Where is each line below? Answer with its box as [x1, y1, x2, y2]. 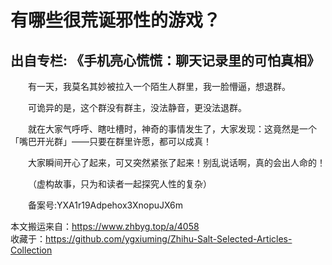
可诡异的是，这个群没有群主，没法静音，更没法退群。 [28, 102, 247, 113]
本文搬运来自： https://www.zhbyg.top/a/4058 [10, 221, 200, 232]
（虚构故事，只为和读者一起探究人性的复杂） [28, 178, 212, 190]
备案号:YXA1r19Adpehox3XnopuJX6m [28, 199, 184, 211]
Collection [10, 244, 53, 256]
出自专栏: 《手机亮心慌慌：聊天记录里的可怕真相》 [10, 52, 320, 69]
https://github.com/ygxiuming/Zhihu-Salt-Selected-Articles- [45, 233, 293, 245]
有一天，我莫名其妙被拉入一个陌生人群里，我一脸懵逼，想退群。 [28, 81, 291, 92]
